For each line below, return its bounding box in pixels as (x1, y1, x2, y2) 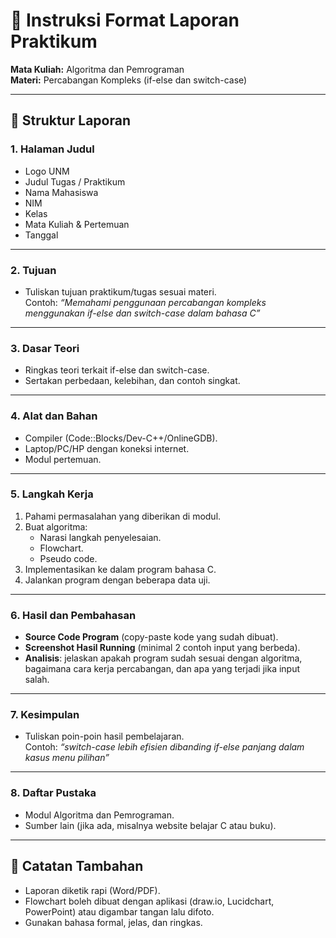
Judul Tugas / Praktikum (24, 175, 126, 188)
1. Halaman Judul (10, 142, 95, 156)
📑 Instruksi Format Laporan (10, 9, 240, 32)
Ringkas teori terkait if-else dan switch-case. (24, 364, 210, 376)
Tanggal (24, 229, 59, 241)
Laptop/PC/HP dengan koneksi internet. (24, 442, 190, 454)
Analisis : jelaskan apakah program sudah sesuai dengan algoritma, (24, 652, 303, 664)
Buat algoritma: (24, 520, 88, 533)
